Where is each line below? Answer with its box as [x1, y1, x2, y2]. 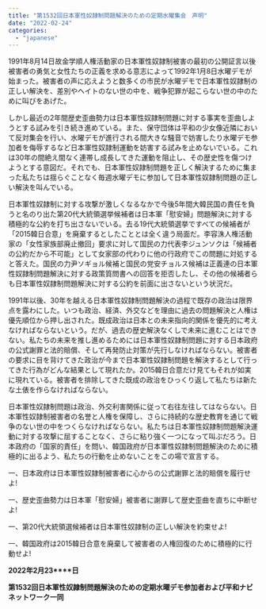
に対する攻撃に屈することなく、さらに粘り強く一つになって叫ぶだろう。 [14, 432, 250, 441]
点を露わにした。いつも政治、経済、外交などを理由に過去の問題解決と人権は [8, 306, 258, 315]
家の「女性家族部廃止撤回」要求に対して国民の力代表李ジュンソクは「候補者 [8, 239, 257, 249]
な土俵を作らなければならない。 [8, 385, 112, 395]
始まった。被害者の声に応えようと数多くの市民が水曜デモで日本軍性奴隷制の [8, 76, 258, 86]
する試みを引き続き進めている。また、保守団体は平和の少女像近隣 [21, 123, 237, 133]
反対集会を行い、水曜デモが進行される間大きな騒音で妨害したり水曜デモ [14, 133, 251, 143]
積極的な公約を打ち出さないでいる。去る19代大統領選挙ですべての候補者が [8, 219, 251, 229]
